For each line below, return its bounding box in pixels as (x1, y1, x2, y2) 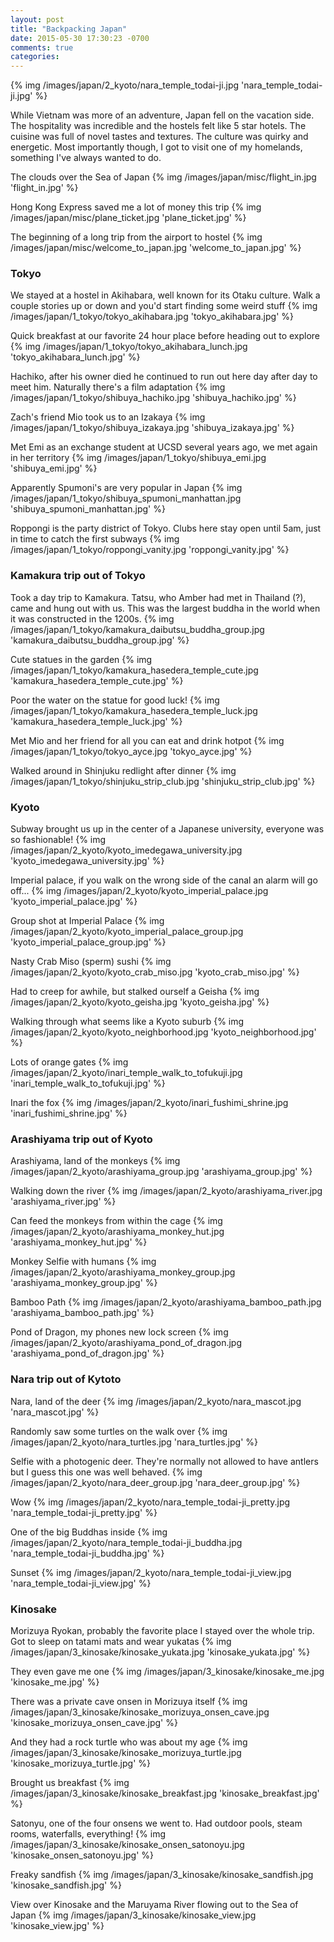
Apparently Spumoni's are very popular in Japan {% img (10, 482, 243, 494)
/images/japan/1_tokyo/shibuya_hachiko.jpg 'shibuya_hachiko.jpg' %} (10, 392, 297, 404)
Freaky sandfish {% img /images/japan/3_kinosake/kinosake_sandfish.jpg (10, 1868, 314, 1880)
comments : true (10, 42, 74, 53)
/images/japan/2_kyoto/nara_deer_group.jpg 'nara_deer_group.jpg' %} (10, 1476, 301, 1488)
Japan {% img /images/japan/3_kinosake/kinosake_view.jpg (10, 1909, 257, 1921)
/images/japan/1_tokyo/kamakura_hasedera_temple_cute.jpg (10, 664, 259, 676)
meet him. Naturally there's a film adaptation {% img (10, 381, 226, 393)
